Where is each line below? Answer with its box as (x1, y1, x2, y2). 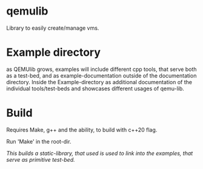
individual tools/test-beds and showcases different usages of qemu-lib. (6, 85, 185, 92)
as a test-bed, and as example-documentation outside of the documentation (6, 71, 197, 79)
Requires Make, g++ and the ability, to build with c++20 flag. (6, 126, 158, 133)
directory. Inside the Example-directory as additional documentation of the (6, 78, 193, 85)
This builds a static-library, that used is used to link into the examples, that (6, 150, 193, 157)
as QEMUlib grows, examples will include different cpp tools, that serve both (6, 65, 197, 73)
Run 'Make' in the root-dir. (6, 138, 72, 145)
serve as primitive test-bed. (6, 156, 75, 163)
